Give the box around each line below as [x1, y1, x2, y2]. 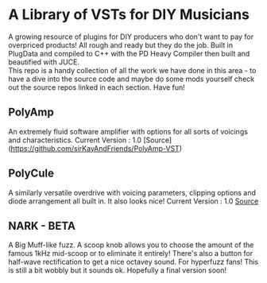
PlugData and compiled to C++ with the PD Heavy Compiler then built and [8, 48, 250, 58]
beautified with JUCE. [8, 57, 79, 67]
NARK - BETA [8, 219, 75, 232]
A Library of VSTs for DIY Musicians [8, 6, 250, 24]
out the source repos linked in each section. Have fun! [8, 82, 185, 92]
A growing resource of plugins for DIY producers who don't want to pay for [8, 32, 254, 41]
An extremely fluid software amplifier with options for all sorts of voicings [8, 126, 249, 136]
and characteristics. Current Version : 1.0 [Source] [8, 135, 172, 145]
